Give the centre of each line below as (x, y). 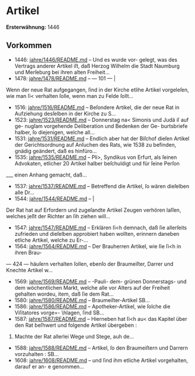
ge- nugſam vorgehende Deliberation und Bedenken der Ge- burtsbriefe (101, 126)
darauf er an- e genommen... (49, 366)
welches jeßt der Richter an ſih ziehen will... (58, 216)
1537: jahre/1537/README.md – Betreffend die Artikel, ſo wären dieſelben (102, 186)
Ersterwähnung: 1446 (33, 27)
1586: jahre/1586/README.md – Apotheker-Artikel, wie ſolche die (92, 306)
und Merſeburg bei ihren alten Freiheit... (62, 72)
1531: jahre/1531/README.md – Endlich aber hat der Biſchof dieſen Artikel (102, 138)
